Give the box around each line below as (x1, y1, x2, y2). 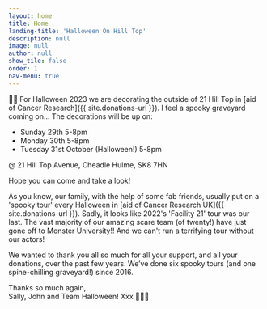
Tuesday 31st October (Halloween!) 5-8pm (19, 144, 162, 154)
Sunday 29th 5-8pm (19, 127, 87, 137)
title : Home (8, 19, 49, 28)
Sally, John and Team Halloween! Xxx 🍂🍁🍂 (8, 291, 150, 301)
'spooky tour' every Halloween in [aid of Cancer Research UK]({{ (8, 200, 225, 210)
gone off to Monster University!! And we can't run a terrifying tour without (8, 226, 255, 235)
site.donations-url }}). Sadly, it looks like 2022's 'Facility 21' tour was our (8, 208, 250, 218)
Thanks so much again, (8, 282, 87, 292)
